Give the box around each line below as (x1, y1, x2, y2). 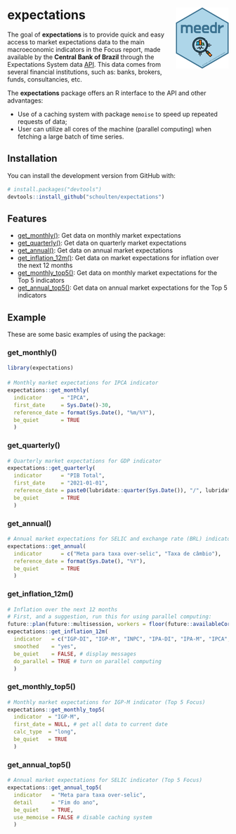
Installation (7, 153, 58, 165)
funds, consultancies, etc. (7, 75, 82, 84)
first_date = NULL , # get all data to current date (13, 721, 169, 728)
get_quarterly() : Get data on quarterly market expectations (17, 239, 187, 248)
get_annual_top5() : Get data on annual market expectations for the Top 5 (17, 283, 228, 292)
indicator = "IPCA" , (13, 394, 90, 401)
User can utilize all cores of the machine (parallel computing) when (17, 124, 212, 133)
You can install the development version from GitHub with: (7, 171, 176, 179)
